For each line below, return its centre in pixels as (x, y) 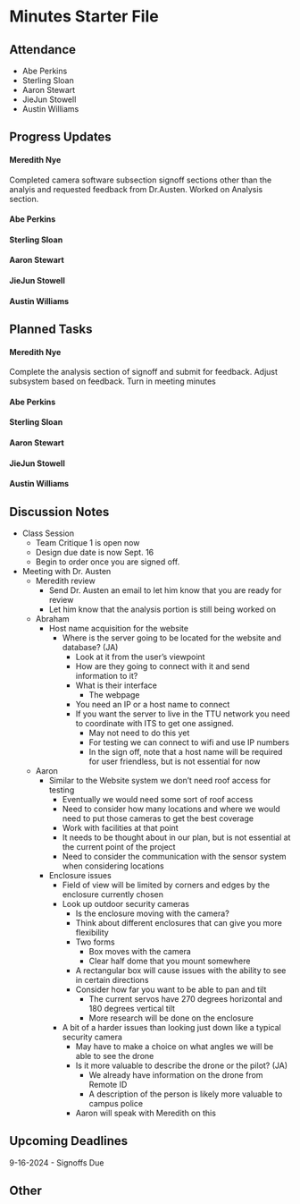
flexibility (92, 932)
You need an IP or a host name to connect (153, 704)
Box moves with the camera (140, 951)
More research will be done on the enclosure (171, 1018)
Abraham (52, 618)
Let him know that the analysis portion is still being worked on (162, 609)
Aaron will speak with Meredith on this (146, 1113)
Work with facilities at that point (120, 827)
